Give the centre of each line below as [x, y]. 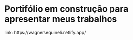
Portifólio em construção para [66, 9]
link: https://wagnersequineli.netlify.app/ [45, 32]
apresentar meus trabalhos [61, 19]
